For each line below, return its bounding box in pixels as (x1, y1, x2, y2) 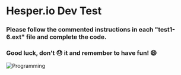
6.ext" (6, 33, 25, 41)
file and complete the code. (26, 33, 107, 41)
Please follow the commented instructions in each (6, 26, 154, 34)
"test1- (154, 26, 175, 34)
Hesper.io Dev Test (6, 4, 102, 18)
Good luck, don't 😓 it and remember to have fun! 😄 (6, 49, 157, 57)
